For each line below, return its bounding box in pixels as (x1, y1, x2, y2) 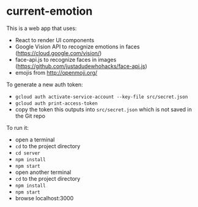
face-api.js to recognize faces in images (15, 56, 117, 63)
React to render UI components (15, 36, 95, 43)
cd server (15, 150, 41, 156)
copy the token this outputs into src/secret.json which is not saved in (15, 105, 193, 113)
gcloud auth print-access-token (15, 100, 98, 107)
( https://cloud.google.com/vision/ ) (15, 49, 102, 56)
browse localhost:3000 (15, 194, 74, 201)
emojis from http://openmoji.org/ (15, 69, 98, 76)
